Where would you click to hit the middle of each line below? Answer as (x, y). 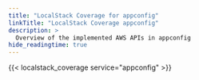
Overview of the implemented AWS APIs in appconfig (103, 38)
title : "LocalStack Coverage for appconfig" (84, 15)
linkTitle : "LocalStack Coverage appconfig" (84, 23)
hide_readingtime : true (48, 45)
